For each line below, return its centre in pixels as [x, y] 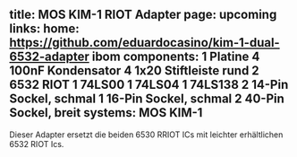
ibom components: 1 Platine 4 [176, 57]
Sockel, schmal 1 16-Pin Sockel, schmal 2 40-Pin [147, 99]
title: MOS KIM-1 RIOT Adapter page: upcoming [143, 15]
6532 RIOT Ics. [37, 144]
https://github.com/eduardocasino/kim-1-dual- [144, 43]
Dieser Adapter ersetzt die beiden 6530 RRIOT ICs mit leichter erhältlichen [146, 135]
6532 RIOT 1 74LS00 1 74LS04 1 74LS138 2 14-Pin [149, 85]
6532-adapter [49, 57]
